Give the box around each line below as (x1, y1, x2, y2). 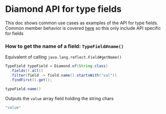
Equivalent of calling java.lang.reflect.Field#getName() (5, 54, 122, 60)
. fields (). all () (9, 68, 43, 73)
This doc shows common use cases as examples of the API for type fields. (5, 20, 159, 26)
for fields (5, 30, 24, 36)
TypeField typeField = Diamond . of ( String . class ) (5, 63, 108, 69)
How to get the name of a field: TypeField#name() (5, 43, 124, 50)
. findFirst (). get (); (9, 77, 52, 82)
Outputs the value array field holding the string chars (5, 95, 114, 101)
